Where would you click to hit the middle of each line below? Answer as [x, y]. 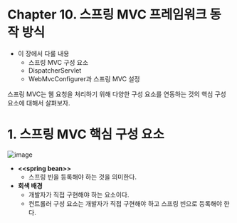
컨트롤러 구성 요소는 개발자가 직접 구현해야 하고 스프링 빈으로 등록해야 [125, 203]
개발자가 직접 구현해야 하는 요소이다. [79, 195]
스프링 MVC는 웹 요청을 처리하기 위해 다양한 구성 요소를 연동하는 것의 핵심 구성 [117, 94]
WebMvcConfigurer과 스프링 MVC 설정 [84, 78]
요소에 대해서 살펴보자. [39, 103]
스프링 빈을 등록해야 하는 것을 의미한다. [83, 177]
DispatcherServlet [55, 70]
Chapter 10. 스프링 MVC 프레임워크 [107, 15]
